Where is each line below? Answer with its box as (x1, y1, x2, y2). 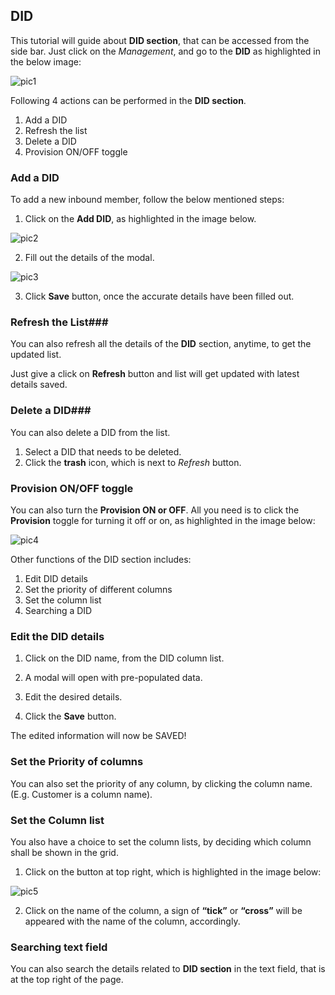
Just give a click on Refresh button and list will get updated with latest (10, 368, 300, 380)
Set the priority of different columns (24, 584, 173, 595)
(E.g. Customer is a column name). (10, 788, 153, 800)
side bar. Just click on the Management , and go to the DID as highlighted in (10, 45, 321, 57)
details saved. (10, 379, 68, 391)
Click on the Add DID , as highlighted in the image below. (24, 213, 257, 225)
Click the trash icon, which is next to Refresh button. (24, 456, 242, 468)
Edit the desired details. (24, 691, 123, 703)
